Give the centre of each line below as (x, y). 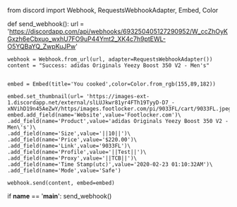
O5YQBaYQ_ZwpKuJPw (42, 46)
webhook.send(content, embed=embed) (61, 183)
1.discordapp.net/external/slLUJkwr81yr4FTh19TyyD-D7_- (91, 102)
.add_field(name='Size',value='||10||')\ (69, 134)
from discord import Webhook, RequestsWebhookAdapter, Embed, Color (113, 10)
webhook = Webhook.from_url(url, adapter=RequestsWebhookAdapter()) (110, 59)
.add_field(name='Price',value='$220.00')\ (72, 140)
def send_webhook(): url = (46, 24)
